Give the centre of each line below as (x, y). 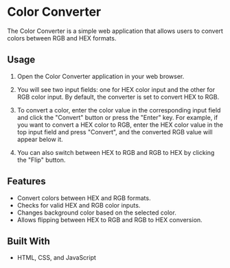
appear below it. (40, 139)
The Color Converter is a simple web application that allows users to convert (115, 31)
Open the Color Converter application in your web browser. (101, 76)
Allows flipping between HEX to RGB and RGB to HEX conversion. (110, 219)
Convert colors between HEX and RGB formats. (84, 198)
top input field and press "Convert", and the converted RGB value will (115, 132)
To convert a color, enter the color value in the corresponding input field (119, 110)
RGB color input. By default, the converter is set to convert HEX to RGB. (118, 97)
